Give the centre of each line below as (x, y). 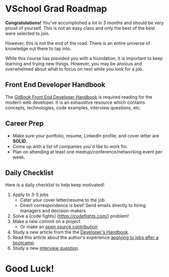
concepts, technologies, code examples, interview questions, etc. (73, 108)
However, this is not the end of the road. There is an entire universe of (78, 43)
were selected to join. (27, 33)
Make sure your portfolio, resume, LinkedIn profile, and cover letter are (86, 135)
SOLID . (20, 141)
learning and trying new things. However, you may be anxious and (74, 63)
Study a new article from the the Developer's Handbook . (71, 232)
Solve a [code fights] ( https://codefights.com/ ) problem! (71, 216)
